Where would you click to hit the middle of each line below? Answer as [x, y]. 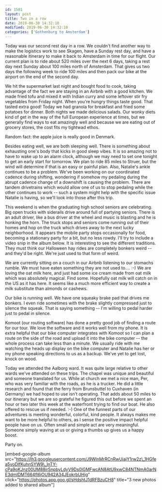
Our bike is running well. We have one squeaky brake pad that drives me [77, 298]
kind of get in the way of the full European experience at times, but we [75, 117]
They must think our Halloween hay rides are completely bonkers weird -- [79, 248]
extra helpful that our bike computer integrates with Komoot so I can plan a [80, 333]
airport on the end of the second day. [42, 77]
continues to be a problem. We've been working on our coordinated [72, 172]
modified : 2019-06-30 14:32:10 [37, 28]
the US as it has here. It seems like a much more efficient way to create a [78, 283]
